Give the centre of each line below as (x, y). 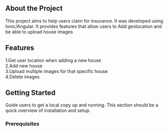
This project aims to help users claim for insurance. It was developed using (84, 21)
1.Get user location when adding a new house (53, 60)
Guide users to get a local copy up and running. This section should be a (82, 105)
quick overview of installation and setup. (48, 110)
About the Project (34, 8)
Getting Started (30, 93)
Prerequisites (22, 124)
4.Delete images (23, 77)
